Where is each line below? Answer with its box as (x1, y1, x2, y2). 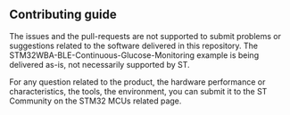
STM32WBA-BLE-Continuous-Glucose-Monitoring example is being (9, 49, 260, 61)
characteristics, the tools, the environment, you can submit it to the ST (9, 86, 268, 96)
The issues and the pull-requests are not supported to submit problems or (9, 30, 281, 41)
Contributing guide (9, 7, 118, 22)
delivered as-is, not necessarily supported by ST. (9, 59, 190, 70)
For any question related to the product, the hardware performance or (9, 76, 266, 87)
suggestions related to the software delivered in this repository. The (9, 40, 259, 51)
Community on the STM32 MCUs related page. (9, 95, 182, 106)
